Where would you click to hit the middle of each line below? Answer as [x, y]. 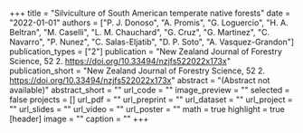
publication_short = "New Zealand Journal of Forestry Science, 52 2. [137, 71]
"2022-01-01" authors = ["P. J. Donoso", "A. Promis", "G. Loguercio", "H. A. [149, 23]
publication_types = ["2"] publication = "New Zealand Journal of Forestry [146, 52]
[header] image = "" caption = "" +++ [79, 119]
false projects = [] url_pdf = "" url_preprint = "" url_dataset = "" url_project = [151, 100]
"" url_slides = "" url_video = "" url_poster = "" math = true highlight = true [147, 109]
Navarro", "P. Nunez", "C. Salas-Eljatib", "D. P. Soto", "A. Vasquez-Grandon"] [152, 42]
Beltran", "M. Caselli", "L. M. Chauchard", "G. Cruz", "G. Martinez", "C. [140, 32]
